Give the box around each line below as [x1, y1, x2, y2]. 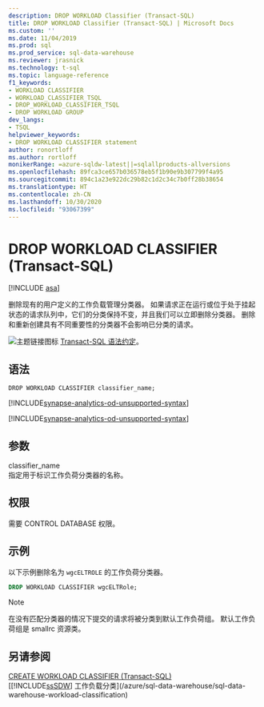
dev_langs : [8, 116, 45, 124]
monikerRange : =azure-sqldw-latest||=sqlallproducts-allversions [8, 161, 230, 169]
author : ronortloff [8, 146, 74, 154]
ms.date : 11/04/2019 [8, 34, 78, 42]
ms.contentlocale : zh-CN [8, 190, 91, 199]
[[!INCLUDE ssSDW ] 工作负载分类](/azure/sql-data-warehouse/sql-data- [8, 681, 246, 691]
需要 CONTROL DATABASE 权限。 [8, 518, 120, 528]
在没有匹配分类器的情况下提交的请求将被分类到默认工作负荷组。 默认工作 [8, 614, 249, 624]
